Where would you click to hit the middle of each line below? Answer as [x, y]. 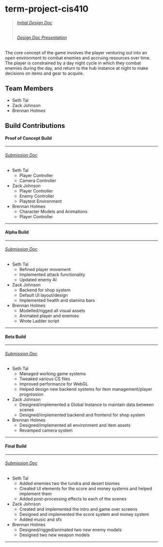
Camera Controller [38, 180]
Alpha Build [17, 232]
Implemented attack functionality [52, 274]
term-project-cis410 [47, 9]
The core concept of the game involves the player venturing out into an [76, 53]
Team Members [29, 88]
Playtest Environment [41, 201]
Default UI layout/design [43, 295]
